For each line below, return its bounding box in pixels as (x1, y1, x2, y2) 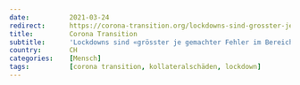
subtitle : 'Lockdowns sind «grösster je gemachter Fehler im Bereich (9, 37, 294, 47)
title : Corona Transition (9, 29, 138, 38)
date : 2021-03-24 (9, 12, 110, 22)
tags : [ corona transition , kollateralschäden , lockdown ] (9, 63, 262, 72)
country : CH (9, 46, 78, 55)
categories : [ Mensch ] (9, 54, 102, 63)
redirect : (9, 21, 46, 30)
